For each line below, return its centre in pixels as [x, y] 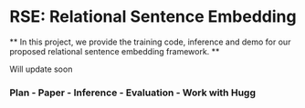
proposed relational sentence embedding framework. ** [115, 51]
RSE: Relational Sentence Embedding [153, 17]
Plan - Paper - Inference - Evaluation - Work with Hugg [132, 93]
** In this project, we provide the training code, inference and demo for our [150, 42]
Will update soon [41, 69]
